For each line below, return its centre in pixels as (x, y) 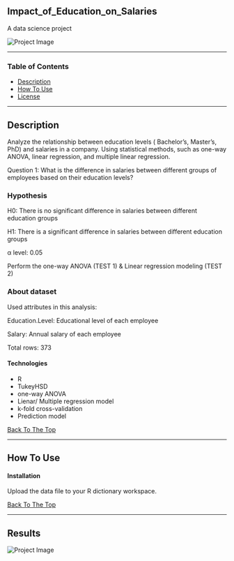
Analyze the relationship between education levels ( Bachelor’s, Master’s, (112, 142)
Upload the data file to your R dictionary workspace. (82, 491)
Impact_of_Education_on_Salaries (82, 12)
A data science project (39, 28)
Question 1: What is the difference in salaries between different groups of (112, 170)
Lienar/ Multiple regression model (65, 401)
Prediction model (42, 416)
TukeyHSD (32, 386)
